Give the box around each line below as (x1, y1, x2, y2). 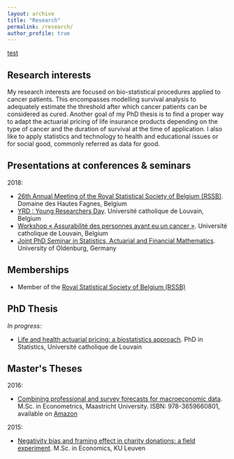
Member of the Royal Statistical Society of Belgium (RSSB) (17, 282, 186, 291)
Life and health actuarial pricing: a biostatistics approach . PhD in (17, 335, 203, 343)
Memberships (7, 264, 70, 276)
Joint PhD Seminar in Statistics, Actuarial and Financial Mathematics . (17, 236, 216, 245)
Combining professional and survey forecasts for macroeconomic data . (17, 395, 223, 403)
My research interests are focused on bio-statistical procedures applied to (7, 88, 221, 96)
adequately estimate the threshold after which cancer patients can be (7, 103, 207, 111)
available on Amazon (17, 409, 78, 418)
